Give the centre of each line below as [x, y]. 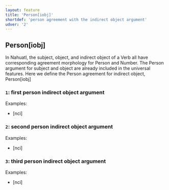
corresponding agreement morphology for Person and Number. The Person [85, 63]
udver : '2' [17, 24]
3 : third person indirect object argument [56, 161]
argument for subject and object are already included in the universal [78, 68]
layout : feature [22, 10]
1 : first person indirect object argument [55, 92]
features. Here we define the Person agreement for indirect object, [75, 74]
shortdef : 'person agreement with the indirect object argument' [76, 19]
